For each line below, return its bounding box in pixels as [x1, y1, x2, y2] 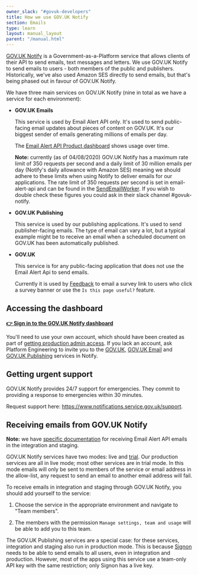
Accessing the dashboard [6, 303, 103, 314]
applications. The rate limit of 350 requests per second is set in [14, 179, 169, 186]
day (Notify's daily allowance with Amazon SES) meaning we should [14, 166, 181, 173]
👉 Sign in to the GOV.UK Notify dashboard [6, 319, 113, 327]
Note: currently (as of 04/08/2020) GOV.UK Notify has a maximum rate [14, 154, 189, 160]
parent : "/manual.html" [6, 36, 65, 42]
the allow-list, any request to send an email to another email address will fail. [6, 472, 193, 479]
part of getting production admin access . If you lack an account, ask [6, 340, 173, 347]
